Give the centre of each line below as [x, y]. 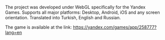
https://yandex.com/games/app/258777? [115, 27]
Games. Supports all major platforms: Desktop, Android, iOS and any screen [82, 12]
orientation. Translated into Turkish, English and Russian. [63, 18]
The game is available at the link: [39, 27]
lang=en [14, 32]
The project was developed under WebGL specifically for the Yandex [75, 7]
